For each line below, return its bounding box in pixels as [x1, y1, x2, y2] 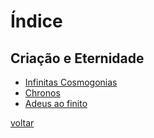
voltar [10, 117, 35, 129]
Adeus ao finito [24, 98, 88, 109]
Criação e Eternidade [10, 50, 145, 67]
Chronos [24, 87, 61, 99]
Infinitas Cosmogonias [24, 76, 118, 88]
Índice [10, 10, 63, 33]
